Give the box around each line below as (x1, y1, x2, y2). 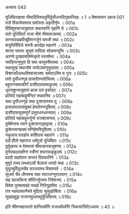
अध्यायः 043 (5, 4, 26, 10)
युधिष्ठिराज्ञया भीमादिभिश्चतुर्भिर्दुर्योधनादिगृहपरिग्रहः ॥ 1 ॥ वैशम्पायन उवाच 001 (5, 14, 125, 20)
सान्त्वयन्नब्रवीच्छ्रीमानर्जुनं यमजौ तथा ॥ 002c (5, 37, 75, 42)
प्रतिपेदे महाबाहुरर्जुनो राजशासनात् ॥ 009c (5, 115, 71, 121)
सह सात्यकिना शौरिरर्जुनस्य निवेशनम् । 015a (5, 177, 76, 183)
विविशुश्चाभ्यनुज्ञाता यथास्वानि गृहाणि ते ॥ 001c (5, 25, 79, 31)
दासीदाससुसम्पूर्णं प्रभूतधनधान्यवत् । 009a (5, 110, 72, 115)
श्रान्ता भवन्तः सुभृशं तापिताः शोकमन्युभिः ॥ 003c (5, 48, 81, 54)
